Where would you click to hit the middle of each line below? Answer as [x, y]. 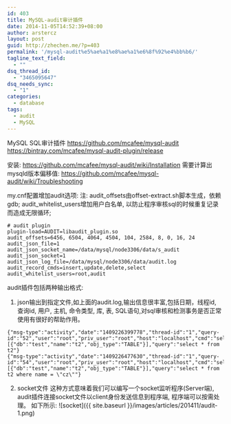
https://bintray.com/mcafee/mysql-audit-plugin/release [85, 150]
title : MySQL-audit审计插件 [45, 20]
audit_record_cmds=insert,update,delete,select [77, 268]
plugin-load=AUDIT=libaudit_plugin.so [63, 231]
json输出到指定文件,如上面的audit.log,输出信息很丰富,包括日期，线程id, [117, 302]
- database [29, 103]
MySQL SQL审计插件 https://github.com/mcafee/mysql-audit [93, 142]
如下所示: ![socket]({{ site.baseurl [78, 405]
